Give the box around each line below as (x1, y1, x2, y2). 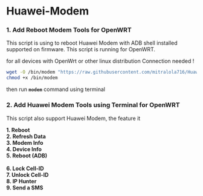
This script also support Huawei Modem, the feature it (6, 115, 141, 122)
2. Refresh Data (6, 133, 47, 140)
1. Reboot (6, 126, 30, 133)
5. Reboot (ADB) (6, 152, 48, 159)
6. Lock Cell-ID (6, 165, 44, 172)
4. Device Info (6, 145, 42, 153)
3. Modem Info (6, 139, 43, 146)
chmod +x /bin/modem (6, 75, 59, 81)
